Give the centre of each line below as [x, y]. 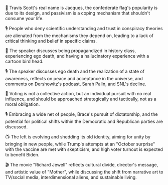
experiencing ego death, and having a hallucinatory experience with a [77, 56]
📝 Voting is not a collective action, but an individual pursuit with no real [78, 94]
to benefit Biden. [22, 155]
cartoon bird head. [24, 61]
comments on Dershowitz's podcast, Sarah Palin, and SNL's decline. [76, 84]
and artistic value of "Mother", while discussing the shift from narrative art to [84, 172]
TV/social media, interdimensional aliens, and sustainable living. [71, 177]
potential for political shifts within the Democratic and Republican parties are [84, 121]
